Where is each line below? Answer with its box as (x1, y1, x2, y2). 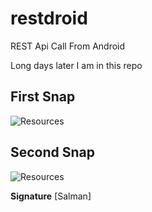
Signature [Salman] (10, 190, 92, 202)
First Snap (10, 88, 76, 106)
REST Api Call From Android (10, 40, 126, 52)
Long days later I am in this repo (10, 59, 143, 71)
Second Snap (10, 144, 96, 161)
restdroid (10, 7, 88, 30)
